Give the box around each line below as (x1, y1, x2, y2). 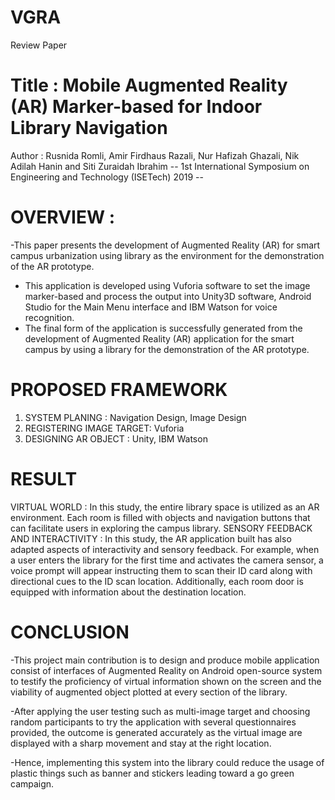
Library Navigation (10, 117, 168, 140)
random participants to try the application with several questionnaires (10, 716, 297, 728)
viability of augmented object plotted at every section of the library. (10, 686, 288, 698)
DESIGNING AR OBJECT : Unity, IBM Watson (24, 432, 208, 445)
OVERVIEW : (10, 206, 116, 229)
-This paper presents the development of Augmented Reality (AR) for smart (10, 239, 321, 251)
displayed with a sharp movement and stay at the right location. (10, 737, 272, 749)
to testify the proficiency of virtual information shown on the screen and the (10, 675, 322, 687)
